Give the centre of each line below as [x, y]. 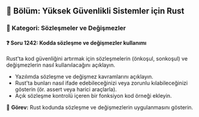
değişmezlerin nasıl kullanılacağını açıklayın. [61, 65]
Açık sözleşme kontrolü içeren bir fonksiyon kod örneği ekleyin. [93, 95]
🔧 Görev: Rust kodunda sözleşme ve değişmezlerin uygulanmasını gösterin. [100, 107]
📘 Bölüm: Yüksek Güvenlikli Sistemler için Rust [95, 11]
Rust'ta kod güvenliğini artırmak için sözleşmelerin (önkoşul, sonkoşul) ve [97, 58]
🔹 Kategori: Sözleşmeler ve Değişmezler [66, 28]
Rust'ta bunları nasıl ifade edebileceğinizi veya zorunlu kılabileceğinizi [101, 83]
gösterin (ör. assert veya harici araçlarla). [66, 89]
